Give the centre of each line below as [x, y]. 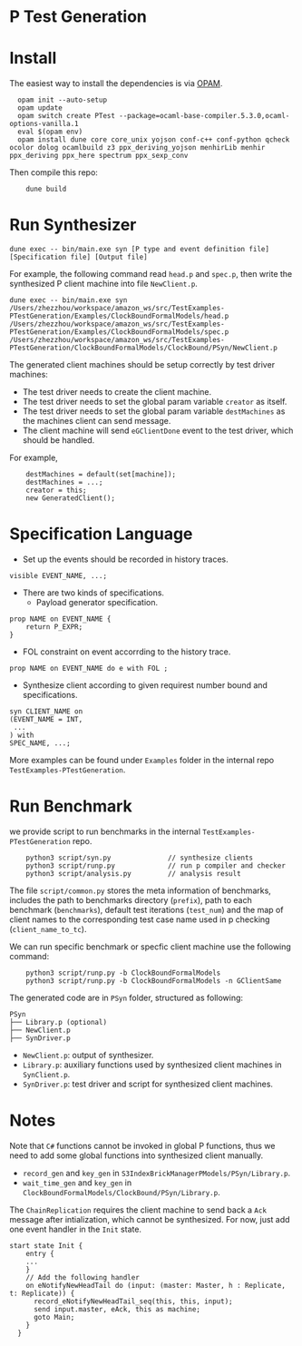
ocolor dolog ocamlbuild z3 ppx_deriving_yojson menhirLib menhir [137, 148]
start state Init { [46, 1245]
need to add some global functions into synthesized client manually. [136, 1155]
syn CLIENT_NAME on [46, 712]
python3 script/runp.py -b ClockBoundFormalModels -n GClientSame [154, 981]
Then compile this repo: [54, 172]
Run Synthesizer [73, 225]
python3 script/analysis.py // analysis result [134, 873]
